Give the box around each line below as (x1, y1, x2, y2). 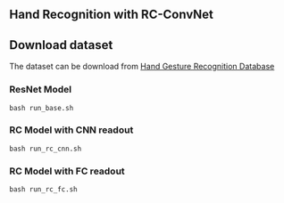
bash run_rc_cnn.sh (9, 144, 82, 153)
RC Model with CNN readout (9, 124, 134, 136)
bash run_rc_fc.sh (9, 185, 78, 194)
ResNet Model (9, 84, 72, 96)
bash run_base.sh (9, 103, 74, 112)
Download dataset (9, 37, 113, 53)
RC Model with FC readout (9, 165, 125, 177)
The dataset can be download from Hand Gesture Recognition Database (9, 61, 275, 72)
